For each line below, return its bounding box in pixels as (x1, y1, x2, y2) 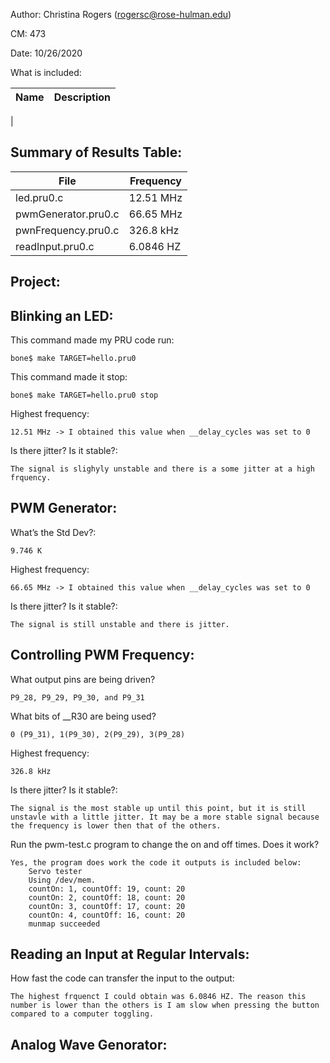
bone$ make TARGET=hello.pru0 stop (10, 390, 159, 401)
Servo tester (28, 866, 83, 876)
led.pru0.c (15, 190, 64, 204)
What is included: (10, 67, 82, 78)
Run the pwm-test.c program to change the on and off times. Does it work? (10, 838, 320, 850)
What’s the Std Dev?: (10, 526, 97, 538)
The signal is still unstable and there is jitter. (10, 619, 230, 629)
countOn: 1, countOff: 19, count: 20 (28, 884, 186, 894)
